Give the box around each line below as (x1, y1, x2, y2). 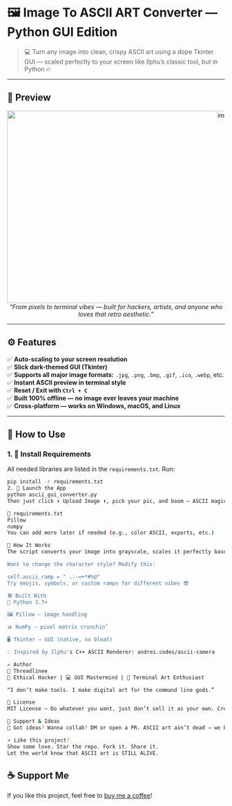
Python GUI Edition (7, 24, 118, 40)
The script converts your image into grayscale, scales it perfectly (7, 549, 212, 556)
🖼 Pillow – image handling (7, 611, 88, 619)
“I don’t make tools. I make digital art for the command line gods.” (7, 686, 215, 693)
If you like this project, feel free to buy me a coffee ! (7, 791, 153, 800)
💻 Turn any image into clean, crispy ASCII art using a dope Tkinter (23, 47, 214, 55)
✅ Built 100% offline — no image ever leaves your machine (7, 394, 180, 402)
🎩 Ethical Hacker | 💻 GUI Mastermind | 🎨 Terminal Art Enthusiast (7, 674, 205, 681)
